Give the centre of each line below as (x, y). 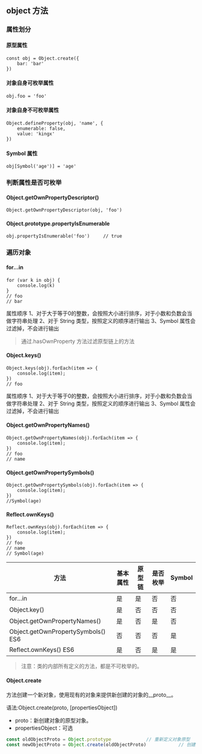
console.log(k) (36, 286)
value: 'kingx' (36, 134)
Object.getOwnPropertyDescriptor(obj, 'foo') (64, 210)
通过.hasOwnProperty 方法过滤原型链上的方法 (78, 341)
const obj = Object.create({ (43, 58)
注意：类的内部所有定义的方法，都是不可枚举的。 (81, 666)
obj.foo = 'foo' (26, 96)
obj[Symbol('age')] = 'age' (41, 167)
